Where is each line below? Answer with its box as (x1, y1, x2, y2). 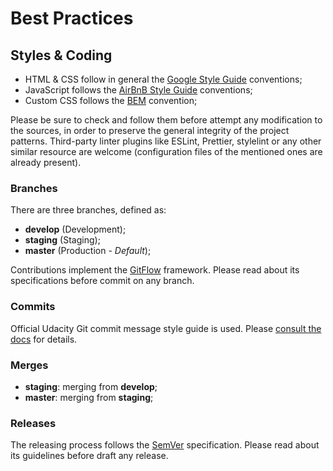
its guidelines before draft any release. (10, 450, 169, 462)
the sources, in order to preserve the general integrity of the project (10, 125, 290, 136)
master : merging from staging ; (24, 391, 154, 403)
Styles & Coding (10, 47, 113, 64)
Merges (10, 358, 49, 372)
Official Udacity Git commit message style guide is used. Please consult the (10, 322, 322, 334)
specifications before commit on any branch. (10, 275, 195, 287)
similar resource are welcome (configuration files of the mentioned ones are (10, 146, 323, 157)
